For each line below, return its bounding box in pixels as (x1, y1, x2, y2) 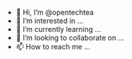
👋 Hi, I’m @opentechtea (15, 8, 94, 17)
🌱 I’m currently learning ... (15, 25, 102, 33)
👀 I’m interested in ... (15, 16, 84, 26)
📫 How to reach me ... (15, 42, 90, 51)
